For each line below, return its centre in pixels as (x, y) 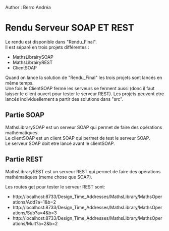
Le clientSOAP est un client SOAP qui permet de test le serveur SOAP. (78, 138)
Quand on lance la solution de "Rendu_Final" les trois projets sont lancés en (84, 78)
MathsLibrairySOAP (33, 57)
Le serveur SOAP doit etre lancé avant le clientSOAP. (60, 143)
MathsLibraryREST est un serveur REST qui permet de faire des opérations (83, 171)
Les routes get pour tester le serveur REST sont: (55, 186)
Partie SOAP (25, 115)
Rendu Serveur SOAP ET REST (70, 28)
